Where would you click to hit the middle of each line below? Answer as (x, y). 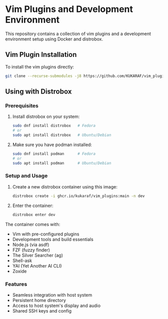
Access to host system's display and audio (56, 305)
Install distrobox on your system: (46, 116)
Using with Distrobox (38, 92)
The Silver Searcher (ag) (38, 255)
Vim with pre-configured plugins (46, 234)
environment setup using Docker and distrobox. (54, 39)
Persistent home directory (39, 300)
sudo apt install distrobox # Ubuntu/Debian (62, 135)
